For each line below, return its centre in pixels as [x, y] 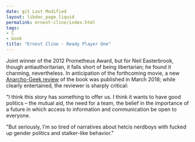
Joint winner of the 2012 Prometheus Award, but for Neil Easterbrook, [90, 60]
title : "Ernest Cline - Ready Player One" [59, 44]
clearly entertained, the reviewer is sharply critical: [67, 85]
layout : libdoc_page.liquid [40, 17]
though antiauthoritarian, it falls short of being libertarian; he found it [89, 67]
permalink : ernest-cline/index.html [51, 22]
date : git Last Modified [36, 11]
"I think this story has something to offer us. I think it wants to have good [94, 96]
